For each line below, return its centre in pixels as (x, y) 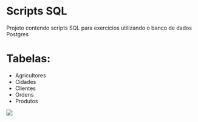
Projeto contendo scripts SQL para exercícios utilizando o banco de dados (99, 28)
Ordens (24, 94)
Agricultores (31, 75)
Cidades (26, 82)
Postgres (18, 34)
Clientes (26, 88)
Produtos (26, 101)
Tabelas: (29, 59)
